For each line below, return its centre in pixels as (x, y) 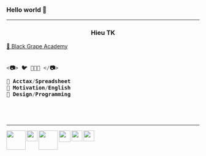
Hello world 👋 (27, 10)
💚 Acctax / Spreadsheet (39, 81)
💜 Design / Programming (39, 95)
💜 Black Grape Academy (37, 46)
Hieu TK (103, 33)
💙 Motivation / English (39, 88)
